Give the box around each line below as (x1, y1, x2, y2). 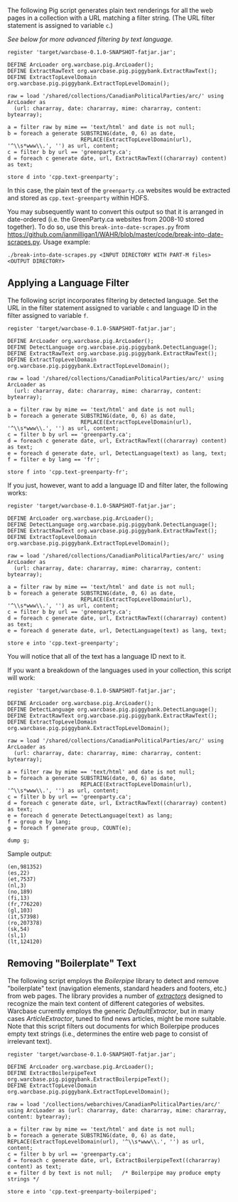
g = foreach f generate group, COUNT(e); (7, 824, 132, 831)
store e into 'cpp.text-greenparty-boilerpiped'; (7, 1188, 158, 1195)
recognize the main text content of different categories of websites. (7, 999, 205, 1007)
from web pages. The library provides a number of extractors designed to (7, 991, 223, 1000)
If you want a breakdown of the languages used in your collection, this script (7, 666, 232, 674)
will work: (7, 673, 36, 682)
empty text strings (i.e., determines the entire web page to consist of (7, 1029, 208, 1038)
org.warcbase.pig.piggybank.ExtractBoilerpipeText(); (7, 1076, 171, 1083)
